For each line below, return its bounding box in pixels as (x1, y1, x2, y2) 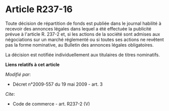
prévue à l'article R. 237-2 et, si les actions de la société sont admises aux (5, 31, 160, 37)
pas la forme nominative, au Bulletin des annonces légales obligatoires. (5, 42, 154, 48)
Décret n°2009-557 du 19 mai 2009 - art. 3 (12, 81, 103, 87)
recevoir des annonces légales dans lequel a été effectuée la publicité (5, 25, 151, 31)
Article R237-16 (5, 4, 73, 15)
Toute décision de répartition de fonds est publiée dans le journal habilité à (5, 20, 161, 26)
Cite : (5, 91, 15, 97)
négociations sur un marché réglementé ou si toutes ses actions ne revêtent (5, 36, 164, 43)
